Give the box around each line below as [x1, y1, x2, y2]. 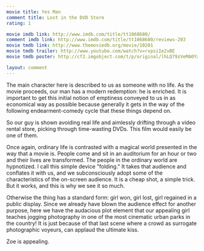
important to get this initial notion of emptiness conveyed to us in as [6, 94, 176, 101]
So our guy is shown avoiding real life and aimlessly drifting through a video [6, 119, 196, 126]
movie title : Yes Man [6, 8, 61, 15]
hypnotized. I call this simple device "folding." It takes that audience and [6, 162, 186, 170]
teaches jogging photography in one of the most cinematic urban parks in [6, 213, 191, 220]
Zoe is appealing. [6, 238, 50, 245]
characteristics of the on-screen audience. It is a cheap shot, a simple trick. [6, 175, 195, 182]
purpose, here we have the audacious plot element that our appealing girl [6, 207, 190, 214]
